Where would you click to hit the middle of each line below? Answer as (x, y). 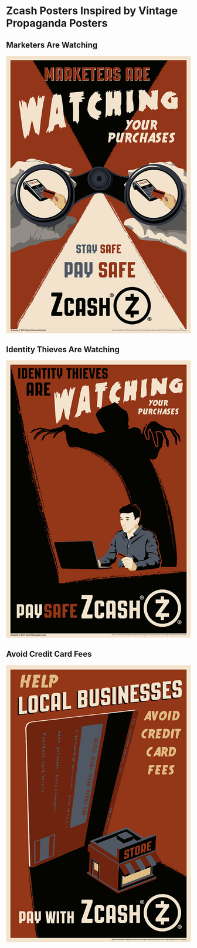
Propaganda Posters (57, 23)
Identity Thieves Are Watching (63, 350)
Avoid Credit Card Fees (49, 654)
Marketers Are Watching (52, 45)
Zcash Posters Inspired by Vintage (92, 11)
